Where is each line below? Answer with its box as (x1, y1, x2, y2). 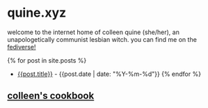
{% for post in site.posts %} (7, 56, 87, 64)
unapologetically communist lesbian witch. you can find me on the (7, 35, 197, 43)
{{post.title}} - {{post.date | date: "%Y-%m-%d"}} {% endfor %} (17, 70, 202, 78)
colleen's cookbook (7, 90, 95, 102)
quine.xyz (7, 5, 67, 21)
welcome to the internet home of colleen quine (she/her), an (7, 28, 179, 36)
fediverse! (7, 43, 36, 51)
